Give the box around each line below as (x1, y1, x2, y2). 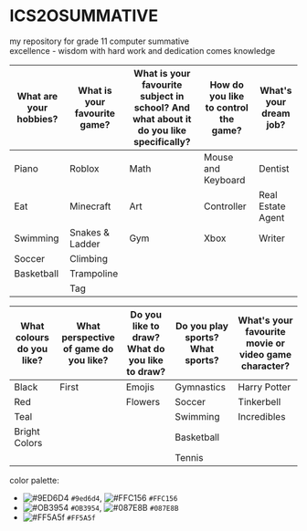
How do (209, 78, 244, 91)
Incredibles (238, 410, 286, 422)
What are (16, 89, 58, 102)
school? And (133, 101, 190, 114)
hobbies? (16, 112, 58, 125)
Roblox (69, 161, 100, 174)
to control (205, 101, 249, 114)
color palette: (9, 474, 59, 485)
